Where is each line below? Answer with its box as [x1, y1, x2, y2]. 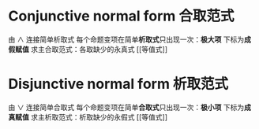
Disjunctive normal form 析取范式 [8, 76, 229, 93]
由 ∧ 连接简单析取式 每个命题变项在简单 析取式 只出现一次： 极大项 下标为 [8, 35, 245, 44]
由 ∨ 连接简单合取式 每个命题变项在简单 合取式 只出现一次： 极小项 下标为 [8, 102, 245, 112]
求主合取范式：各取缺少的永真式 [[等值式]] [30, 44, 168, 53]
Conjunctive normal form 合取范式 [8, 7, 235, 25]
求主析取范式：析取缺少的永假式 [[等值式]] [30, 112, 168, 122]
